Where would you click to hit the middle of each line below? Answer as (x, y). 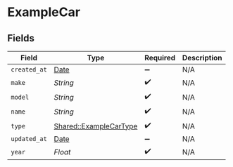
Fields (21, 38)
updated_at (29, 139)
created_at (29, 70)
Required (160, 58)
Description (202, 58)
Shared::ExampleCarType (96, 126)
